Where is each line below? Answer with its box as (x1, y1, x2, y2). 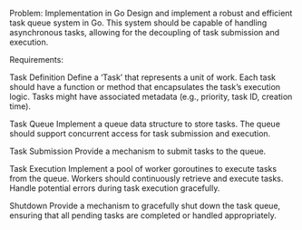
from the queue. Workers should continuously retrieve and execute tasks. (9, 173, 284, 184)
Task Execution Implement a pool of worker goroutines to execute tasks (9, 164, 278, 174)
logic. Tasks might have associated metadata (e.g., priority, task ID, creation (9, 91, 293, 102)
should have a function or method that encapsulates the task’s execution (9, 82, 281, 92)
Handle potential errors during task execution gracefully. (9, 183, 220, 194)
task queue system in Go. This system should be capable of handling (9, 17, 268, 28)
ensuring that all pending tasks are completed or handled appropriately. (9, 210, 277, 221)
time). (9, 101, 32, 112)
